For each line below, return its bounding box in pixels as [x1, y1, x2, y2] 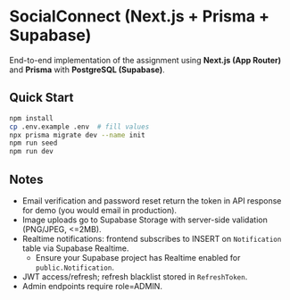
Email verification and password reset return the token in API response [21, 195, 282, 206]
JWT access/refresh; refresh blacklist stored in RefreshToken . [21, 271, 248, 282]
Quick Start [9, 90, 74, 105]
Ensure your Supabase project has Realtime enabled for [35, 252, 241, 262]
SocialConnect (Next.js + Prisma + [9, 6, 270, 27]
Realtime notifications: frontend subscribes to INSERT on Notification [21, 233, 282, 244]
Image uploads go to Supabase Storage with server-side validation [21, 214, 268, 225]
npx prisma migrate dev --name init [9, 130, 145, 139]
